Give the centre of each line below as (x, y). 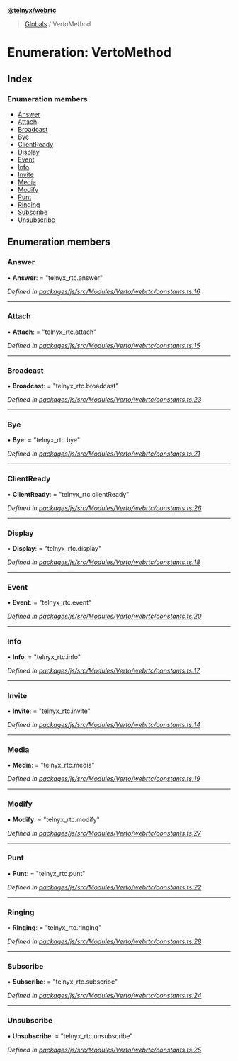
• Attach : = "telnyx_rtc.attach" (52, 332)
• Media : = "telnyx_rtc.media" (51, 765)
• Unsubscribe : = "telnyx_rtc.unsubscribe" (70, 1036)
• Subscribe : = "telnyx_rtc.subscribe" (63, 982)
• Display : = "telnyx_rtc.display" (54, 549)
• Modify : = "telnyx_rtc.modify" (54, 819)
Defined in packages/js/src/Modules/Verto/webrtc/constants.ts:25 (104, 1050)
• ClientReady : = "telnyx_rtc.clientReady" (68, 494)
